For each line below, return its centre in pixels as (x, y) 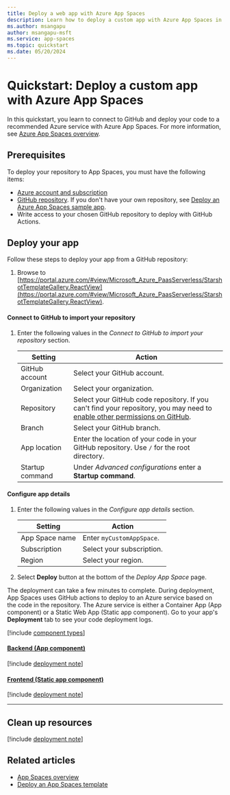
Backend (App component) (46, 648)
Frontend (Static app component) (55, 679)
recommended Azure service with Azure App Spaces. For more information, (114, 126)
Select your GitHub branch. (117, 428)
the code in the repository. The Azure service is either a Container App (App (115, 604)
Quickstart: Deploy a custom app (103, 86)
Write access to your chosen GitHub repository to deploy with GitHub (115, 214)
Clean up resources (50, 723)
